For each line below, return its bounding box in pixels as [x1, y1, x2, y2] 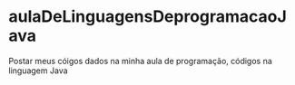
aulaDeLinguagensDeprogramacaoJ [8, 6, 287, 27]
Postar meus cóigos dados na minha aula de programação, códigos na [8, 55, 273, 66]
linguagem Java [8, 65, 69, 76]
